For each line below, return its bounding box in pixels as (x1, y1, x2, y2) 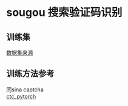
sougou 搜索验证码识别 (6, 5, 123, 19)
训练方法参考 (6, 68, 55, 79)
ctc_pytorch (6, 93, 36, 100)
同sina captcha (6, 86, 44, 93)
